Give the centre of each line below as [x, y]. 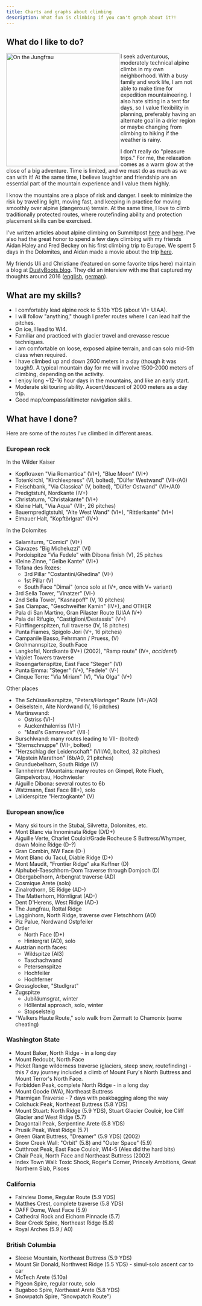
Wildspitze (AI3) [44, 953]
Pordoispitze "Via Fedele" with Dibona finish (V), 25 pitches [89, 555]
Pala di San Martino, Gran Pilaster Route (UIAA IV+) [78, 613]
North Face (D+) [44, 934]
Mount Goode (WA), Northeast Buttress [64, 1091]
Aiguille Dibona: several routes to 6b [60, 784]
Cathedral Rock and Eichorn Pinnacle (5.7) [68, 1217]
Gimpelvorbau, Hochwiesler [49, 777]
